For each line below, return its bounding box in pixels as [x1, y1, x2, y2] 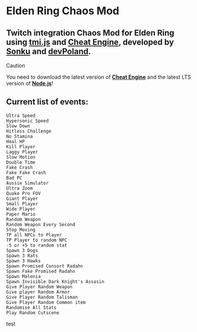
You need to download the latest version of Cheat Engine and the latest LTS [6, 74, 191, 81]
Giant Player [6, 196, 38, 202]
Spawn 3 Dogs [6, 247, 38, 253]
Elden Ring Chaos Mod [6, 4, 120, 18]
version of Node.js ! [6, 80, 53, 87]
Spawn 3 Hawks [6, 258, 41, 264]
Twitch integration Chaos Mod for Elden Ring [6, 28, 175, 38]
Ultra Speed [6, 113, 35, 119]
